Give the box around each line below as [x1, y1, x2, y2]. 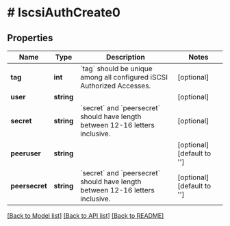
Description [105, 53, 145, 62]
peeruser [10, 149, 41, 158]
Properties [7, 32, 53, 44]
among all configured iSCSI [79, 73, 168, 81]
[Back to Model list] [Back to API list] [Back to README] [7, 212, 164, 220]
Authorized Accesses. [79, 81, 151, 90]
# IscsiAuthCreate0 [7, 5, 121, 21]
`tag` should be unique [79, 64, 153, 73]
